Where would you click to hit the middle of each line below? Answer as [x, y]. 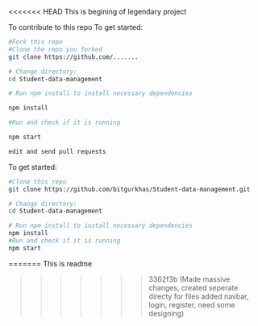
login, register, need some [192, 304]
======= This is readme [50, 263]
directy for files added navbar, [199, 296]
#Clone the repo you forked [56, 49]
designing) [166, 313]
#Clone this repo [37, 182]
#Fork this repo [35, 42]
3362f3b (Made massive [189, 279]
